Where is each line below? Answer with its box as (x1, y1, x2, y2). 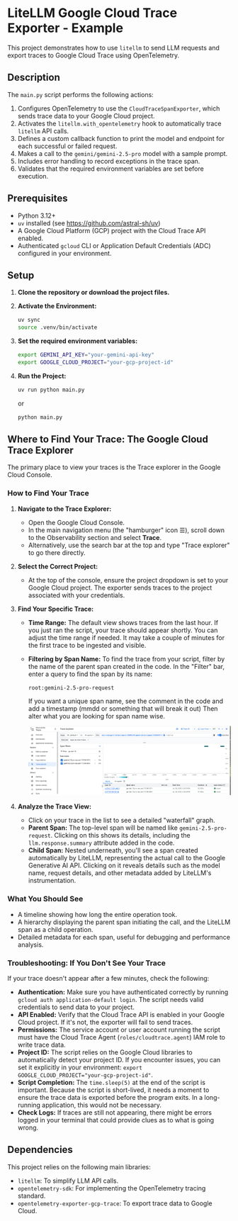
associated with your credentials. (28, 590, 125, 600)
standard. (17, 1191, 46, 1200)
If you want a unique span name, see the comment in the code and (28, 697, 223, 705)
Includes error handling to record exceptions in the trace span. (17, 157, 200, 165)
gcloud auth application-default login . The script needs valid (17, 995, 204, 1003)
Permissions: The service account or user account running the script (17, 1025, 221, 1034)
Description (7, 72, 60, 84)
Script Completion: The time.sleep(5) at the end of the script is (17, 1078, 205, 1086)
